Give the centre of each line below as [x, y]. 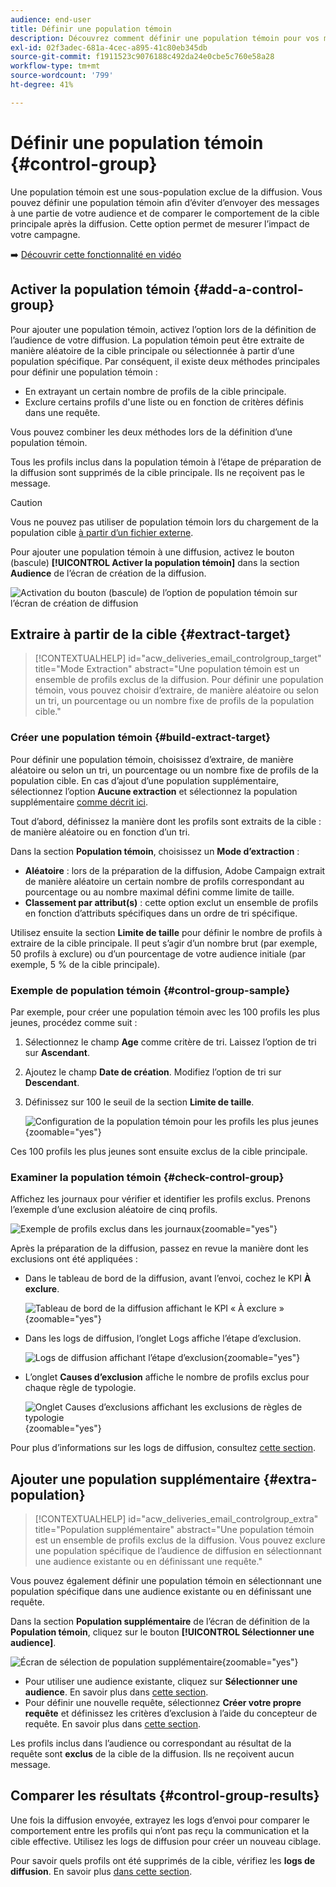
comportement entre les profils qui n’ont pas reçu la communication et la [160, 1830]
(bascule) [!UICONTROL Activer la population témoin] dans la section [155, 562]
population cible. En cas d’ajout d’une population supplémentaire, [145, 780]
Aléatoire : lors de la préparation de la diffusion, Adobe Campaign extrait [175, 870]
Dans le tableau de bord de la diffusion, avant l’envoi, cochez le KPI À [168, 1278]
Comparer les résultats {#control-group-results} [165, 1796]
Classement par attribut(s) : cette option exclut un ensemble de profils [171, 902]
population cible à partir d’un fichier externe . [102, 532]
